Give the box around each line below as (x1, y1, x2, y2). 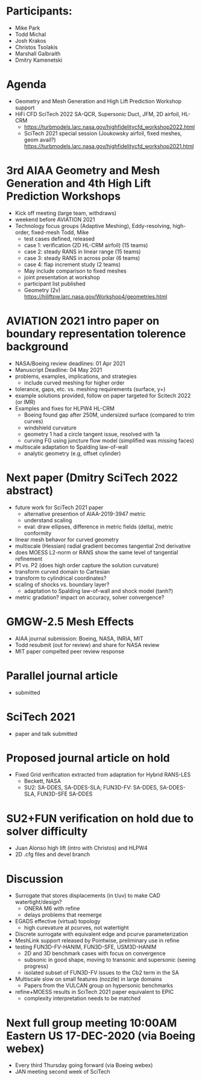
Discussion (6, 872, 63, 886)
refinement (14, 555, 43, 562)
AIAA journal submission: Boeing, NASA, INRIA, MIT (14, 635, 144, 642)
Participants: (6, 4, 72, 18)
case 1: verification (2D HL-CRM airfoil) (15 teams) (24, 241, 148, 248)
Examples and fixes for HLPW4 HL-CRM (14, 404, 115, 412)
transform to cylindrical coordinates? (14, 574, 107, 582)
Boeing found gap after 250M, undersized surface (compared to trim (24, 411, 195, 418)
